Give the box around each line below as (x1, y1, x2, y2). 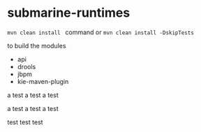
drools (17, 62, 36, 71)
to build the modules (7, 41, 66, 50)
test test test (7, 117, 43, 126)
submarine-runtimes (7, 5, 131, 21)
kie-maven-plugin (17, 77, 69, 85)
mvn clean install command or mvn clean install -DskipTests (7, 28, 194, 36)
